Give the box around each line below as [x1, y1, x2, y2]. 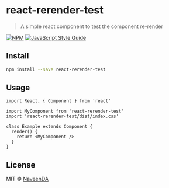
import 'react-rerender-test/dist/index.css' [6, 113, 119, 120]
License [6, 160, 36, 170]
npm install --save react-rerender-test [6, 67, 106, 72]
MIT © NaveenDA [6, 176, 49, 183]
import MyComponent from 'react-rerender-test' [6, 109, 125, 114]
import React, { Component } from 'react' [6, 98, 111, 104]
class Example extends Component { [6, 124, 93, 130]
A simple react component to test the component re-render [20, 23, 164, 30]
